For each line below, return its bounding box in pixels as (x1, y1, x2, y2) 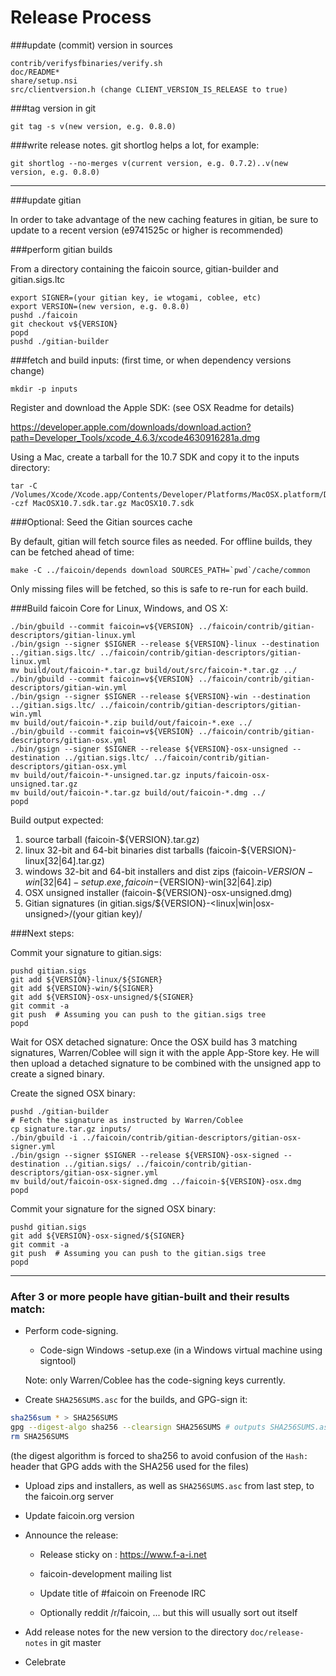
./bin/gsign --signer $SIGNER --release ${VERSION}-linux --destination (10, 639, 320, 649)
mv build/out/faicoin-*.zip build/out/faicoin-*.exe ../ (10, 717, 253, 728)
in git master (49, 1636, 102, 1648)
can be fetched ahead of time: (10, 546, 135, 558)
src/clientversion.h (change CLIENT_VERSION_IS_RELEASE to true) (10, 84, 288, 95)
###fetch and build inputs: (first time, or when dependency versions (10, 354, 292, 366)
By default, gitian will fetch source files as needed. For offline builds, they (10, 535, 313, 547)
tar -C (10, 481, 38, 491)
